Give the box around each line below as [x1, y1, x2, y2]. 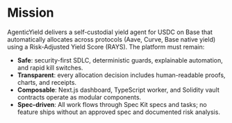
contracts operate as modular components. [17, 92, 142, 101]
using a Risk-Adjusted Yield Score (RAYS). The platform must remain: [7, 42, 205, 51]
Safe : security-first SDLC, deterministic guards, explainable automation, [17, 56, 224, 64]
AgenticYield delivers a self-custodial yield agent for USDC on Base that [7, 28, 213, 36]
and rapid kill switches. [17, 63, 83, 72]
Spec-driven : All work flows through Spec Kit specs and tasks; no [17, 100, 207, 108]
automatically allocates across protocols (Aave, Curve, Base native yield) [7, 35, 216, 43]
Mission [7, 5, 54, 21]
